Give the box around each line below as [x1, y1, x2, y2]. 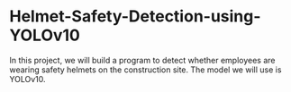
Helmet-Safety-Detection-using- [9, 6, 261, 27]
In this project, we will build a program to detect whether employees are [9, 54, 276, 65]
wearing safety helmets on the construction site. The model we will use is [9, 64, 282, 75]
